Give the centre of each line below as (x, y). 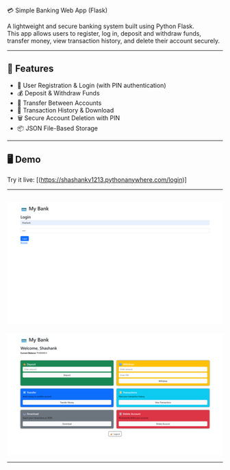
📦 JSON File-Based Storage (57, 128)
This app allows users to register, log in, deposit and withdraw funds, (104, 33)
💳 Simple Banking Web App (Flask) (57, 10)
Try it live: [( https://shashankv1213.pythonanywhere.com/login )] (97, 179)
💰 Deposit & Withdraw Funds (59, 93)
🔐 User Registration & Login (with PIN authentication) (91, 85)
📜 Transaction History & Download (65, 110)
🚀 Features (30, 69)
